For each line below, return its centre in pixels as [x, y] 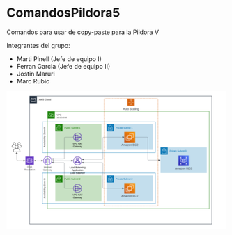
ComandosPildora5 [63, 13]
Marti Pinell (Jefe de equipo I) [59, 59]
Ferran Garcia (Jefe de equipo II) [63, 66]
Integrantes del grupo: [38, 45]
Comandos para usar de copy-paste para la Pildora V [83, 32]
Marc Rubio [33, 81]
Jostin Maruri [36, 74]
